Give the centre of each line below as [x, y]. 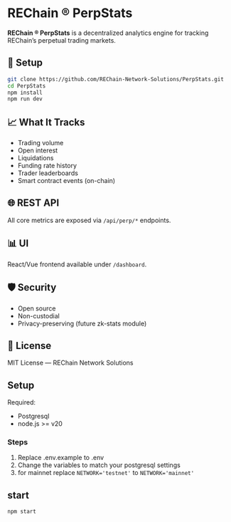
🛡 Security [32, 287]
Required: [22, 402]
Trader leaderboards [48, 173]
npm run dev [25, 99]
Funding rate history [47, 166]
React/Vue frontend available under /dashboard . [77, 264]
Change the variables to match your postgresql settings [99, 465]
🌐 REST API [33, 203]
